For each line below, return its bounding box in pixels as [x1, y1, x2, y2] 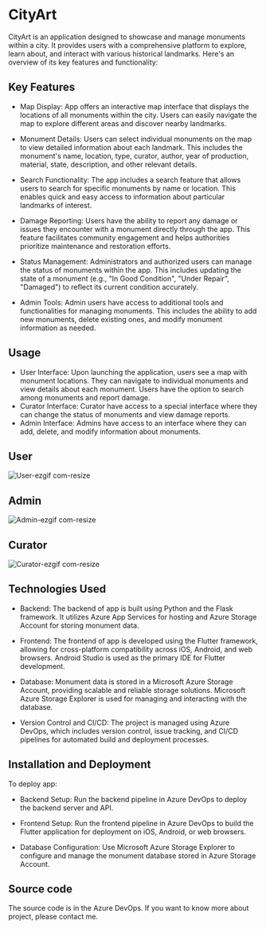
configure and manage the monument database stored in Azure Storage [19, 851, 256, 860]
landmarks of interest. [19, 200, 92, 210]
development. [19, 661, 65, 671]
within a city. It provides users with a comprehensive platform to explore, [8, 40, 247, 49]
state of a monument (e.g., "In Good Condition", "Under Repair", [19, 274, 229, 283]
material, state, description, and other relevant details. [19, 159, 198, 169]
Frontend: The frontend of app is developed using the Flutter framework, [19, 636, 259, 645]
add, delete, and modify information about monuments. [19, 427, 201, 436]
